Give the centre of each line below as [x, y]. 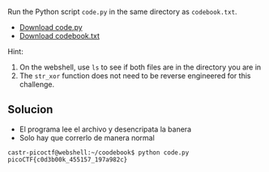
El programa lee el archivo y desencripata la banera [105, 129]
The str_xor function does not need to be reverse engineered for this [135, 76]
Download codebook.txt [60, 36]
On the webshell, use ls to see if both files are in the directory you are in [140, 67]
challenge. [36, 84]
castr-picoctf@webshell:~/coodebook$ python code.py [98, 153]
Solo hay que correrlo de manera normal [87, 137]
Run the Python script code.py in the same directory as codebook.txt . [122, 12]
